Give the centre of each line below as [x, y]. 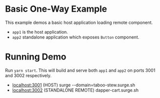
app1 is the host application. [40, 32]
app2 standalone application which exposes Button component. [76, 37]
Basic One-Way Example [56, 9]
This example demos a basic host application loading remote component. [79, 22]
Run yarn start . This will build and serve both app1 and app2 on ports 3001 [80, 70]
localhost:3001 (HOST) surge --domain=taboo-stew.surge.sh [74, 85]
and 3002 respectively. [28, 75]
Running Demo [36, 57]
